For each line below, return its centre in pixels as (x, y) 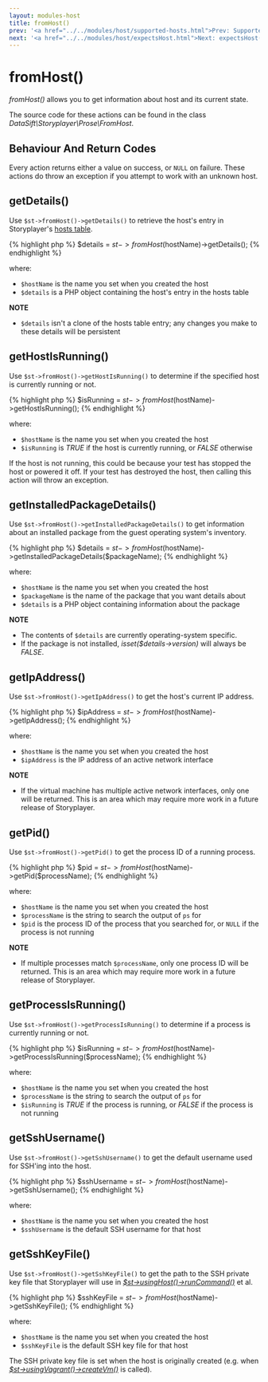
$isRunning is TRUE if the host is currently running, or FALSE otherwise (136, 447)
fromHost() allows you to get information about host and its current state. (129, 100)
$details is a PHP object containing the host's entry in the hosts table (135, 292)
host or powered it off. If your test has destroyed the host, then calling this (130, 471)
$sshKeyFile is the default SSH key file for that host (104, 1345)
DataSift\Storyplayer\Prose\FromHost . (72, 124)
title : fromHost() (39, 23)
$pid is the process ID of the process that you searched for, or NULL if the (140, 924)
